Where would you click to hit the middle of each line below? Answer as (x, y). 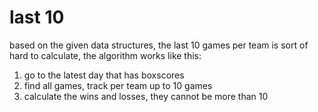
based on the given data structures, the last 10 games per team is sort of (159, 45)
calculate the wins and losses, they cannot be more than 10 (146, 96)
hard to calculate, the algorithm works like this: (105, 55)
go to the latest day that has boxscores (104, 75)
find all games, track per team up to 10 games (118, 85)
